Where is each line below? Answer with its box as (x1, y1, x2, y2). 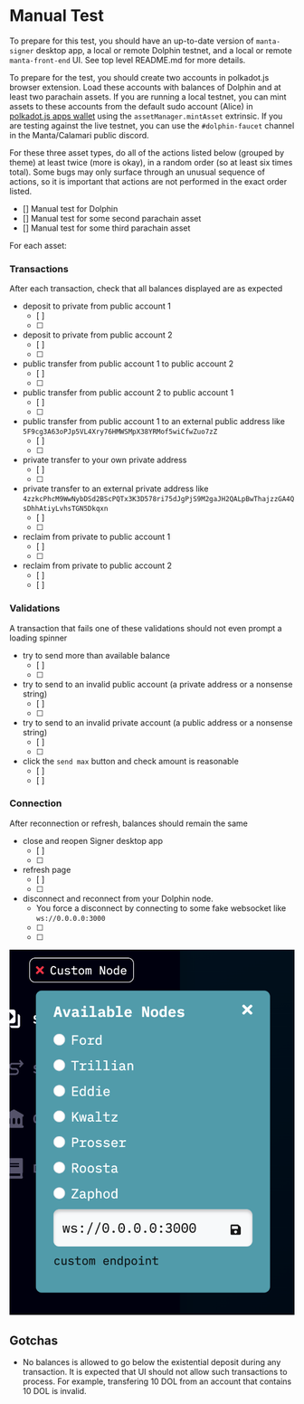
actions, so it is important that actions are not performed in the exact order (9, 175, 288, 186)
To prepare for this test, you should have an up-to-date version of (9, 35, 254, 46)
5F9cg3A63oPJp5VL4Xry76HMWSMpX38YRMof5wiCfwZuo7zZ (22, 427, 218, 437)
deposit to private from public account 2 (22, 329, 173, 340)
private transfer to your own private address (22, 454, 187, 466)
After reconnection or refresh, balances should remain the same (9, 818, 249, 829)
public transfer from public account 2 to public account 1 (22, 387, 234, 398)
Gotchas (9, 1333, 59, 1348)
